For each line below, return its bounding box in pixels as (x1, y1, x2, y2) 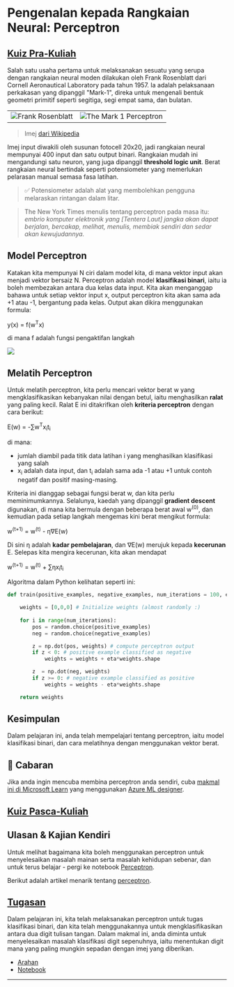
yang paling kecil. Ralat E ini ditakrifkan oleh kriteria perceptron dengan (7, 400, 214, 409)
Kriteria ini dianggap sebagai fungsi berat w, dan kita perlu (7, 489, 175, 497)
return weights (19, 694, 64, 701)
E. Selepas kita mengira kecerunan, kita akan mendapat (7, 548, 167, 556)
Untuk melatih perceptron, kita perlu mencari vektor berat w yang (7, 386, 195, 394)
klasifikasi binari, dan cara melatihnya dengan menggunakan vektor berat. (7, 739, 219, 747)
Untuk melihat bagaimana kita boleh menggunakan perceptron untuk (7, 847, 204, 856)
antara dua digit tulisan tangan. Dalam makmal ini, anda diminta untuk (7, 930, 207, 938)
